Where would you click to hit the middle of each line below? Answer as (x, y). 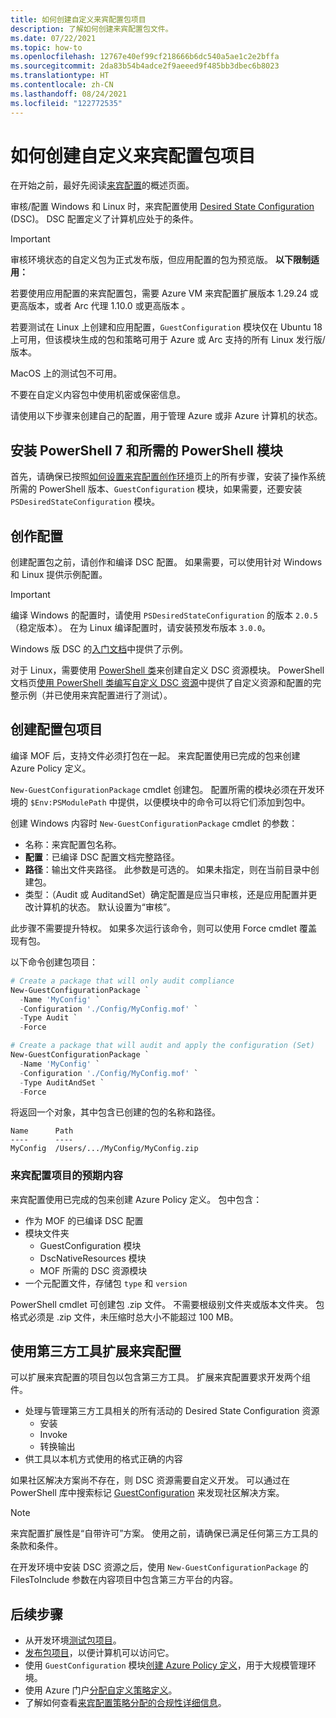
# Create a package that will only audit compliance (122, 981)
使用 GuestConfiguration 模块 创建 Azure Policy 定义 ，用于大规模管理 (166, 1665)
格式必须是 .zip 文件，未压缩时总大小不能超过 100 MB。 (124, 1317)
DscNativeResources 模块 (93, 1258)
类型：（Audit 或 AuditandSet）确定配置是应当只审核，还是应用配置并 (166, 894)
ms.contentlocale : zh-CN (62, 85)
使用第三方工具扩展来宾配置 (96, 1351)
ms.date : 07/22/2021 (53, 38)
